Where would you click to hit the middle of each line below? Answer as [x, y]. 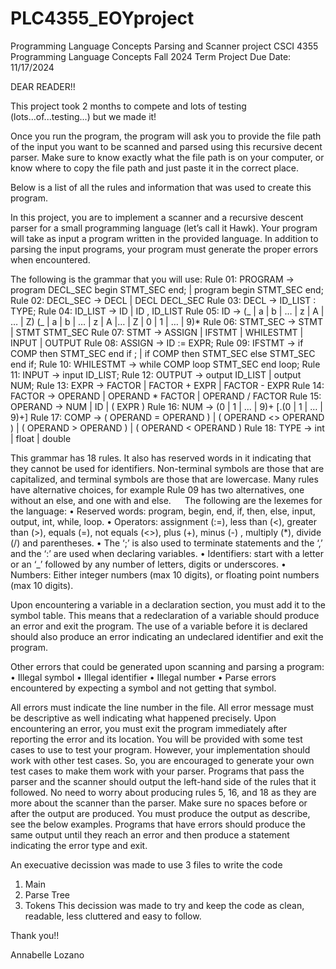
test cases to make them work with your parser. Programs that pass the [157, 771]
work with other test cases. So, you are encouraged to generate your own [162, 760]
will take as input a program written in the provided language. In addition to [164, 238]
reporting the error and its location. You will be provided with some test [156, 739]
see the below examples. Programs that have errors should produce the [158, 824]
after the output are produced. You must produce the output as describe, [160, 813]
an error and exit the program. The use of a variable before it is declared [159, 626]
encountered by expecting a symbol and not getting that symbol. [143, 688]
